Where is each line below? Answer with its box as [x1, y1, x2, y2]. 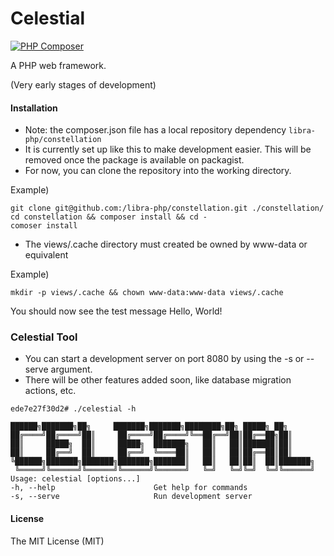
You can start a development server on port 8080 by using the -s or [24, 353, 305, 365]
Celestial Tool [10, 330, 78, 344]
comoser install [10, 221, 78, 231]
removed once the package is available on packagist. [24, 154, 245, 166]
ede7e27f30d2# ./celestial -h [10, 404, 137, 414]
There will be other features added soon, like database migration [24, 374, 292, 386]
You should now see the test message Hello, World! [10, 305, 223, 317]
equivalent [24, 249, 69, 261]
